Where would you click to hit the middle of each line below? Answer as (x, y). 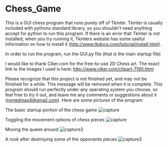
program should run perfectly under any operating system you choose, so (81, 89)
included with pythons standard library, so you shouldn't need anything (79, 28)
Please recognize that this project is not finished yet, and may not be (76, 79)
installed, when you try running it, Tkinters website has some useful (75, 39)
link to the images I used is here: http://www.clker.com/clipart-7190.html (79, 69)
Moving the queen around (32, 129)
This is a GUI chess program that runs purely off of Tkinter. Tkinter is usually (84, 23)
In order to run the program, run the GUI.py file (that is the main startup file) (83, 54)
